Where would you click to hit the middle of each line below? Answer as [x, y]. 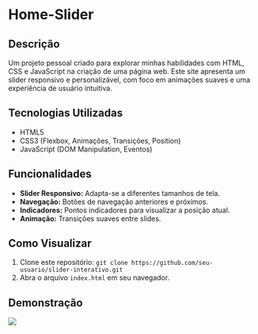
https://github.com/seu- [172, 263]
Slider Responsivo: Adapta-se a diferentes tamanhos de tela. [120, 193]
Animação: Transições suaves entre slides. [90, 218]
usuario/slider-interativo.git [71, 270]
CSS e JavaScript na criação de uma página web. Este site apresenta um [127, 71]
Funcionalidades [50, 174]
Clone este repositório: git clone [74, 263]
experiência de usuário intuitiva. [60, 88]
